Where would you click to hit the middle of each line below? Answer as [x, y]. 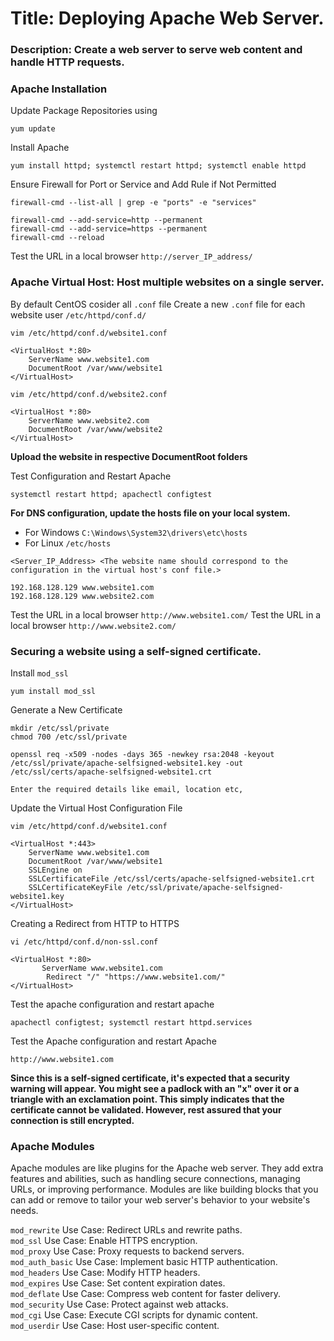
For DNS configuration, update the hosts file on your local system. [150, 513]
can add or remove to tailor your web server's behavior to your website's [160, 1200]
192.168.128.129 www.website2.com [82, 596]
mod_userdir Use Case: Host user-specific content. [115, 1326]
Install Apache [40, 148]
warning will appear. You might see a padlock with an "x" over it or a [155, 1088]
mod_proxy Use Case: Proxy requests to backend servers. [127, 1251]
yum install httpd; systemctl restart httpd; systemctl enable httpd [158, 166]
